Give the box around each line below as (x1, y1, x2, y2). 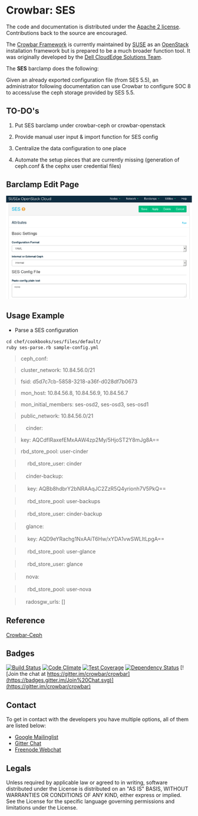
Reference (6, 616, 45, 626)
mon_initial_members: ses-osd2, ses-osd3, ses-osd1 (20, 400, 149, 408)
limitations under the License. (6, 804, 78, 811)
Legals (6, 763, 31, 773)
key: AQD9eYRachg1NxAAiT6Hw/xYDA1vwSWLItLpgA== (27, 535, 165, 542)
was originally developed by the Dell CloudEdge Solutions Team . (6, 53, 163, 60)
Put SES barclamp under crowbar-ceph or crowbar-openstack (14, 122, 166, 129)
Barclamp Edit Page (6, 180, 80, 190)
